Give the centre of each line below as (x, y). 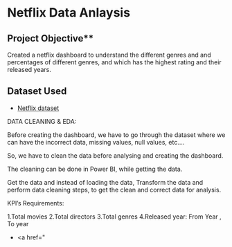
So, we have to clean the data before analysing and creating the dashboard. (115, 155)
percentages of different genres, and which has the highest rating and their (114, 62)
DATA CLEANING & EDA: (42, 121)
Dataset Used (37, 91)
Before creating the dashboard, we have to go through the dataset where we (116, 135)
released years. (29, 70)
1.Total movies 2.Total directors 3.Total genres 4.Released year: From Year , (114, 217)
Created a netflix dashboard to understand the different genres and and (109, 55)
